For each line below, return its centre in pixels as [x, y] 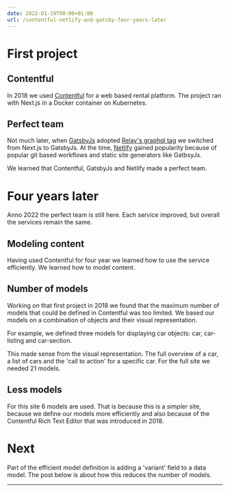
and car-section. [48, 340]
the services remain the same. [50, 222]
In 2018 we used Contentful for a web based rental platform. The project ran [114, 95]
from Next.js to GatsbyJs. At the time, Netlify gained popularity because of [112, 148]
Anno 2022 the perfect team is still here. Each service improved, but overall [114, 215]
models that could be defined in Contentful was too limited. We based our [111, 313]
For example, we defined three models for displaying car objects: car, [105, 333]
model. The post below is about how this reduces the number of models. [110, 475]
